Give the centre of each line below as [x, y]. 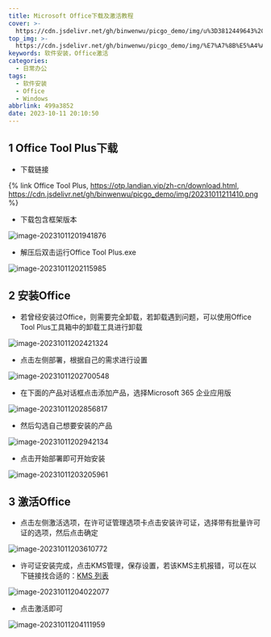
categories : [28, 61]
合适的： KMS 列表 [78, 576]
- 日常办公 [31, 69]
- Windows [32, 99]
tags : [17, 76]
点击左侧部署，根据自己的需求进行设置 [83, 360]
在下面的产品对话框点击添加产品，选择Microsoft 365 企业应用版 [125, 392]
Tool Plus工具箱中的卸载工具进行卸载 [81, 327]
